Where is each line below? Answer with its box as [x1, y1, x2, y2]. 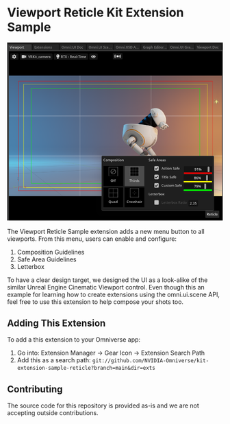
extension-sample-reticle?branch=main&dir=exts [16, 365, 155, 372]
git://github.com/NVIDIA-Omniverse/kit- [92, 357, 209, 364]
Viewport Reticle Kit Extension [7, 5, 184, 21]
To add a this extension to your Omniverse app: [7, 335, 141, 344]
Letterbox [16, 262, 44, 270]
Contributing [7, 383, 63, 395]
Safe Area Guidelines [16, 255, 77, 263]
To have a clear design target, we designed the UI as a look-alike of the [7, 276, 208, 284]
